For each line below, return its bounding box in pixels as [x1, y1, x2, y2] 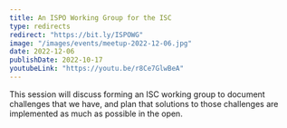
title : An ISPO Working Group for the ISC [9, 13, 172, 23]
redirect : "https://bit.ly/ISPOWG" [9, 30, 144, 39]
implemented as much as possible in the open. [9, 108, 183, 119]
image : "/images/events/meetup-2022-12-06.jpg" [9, 38, 193, 48]
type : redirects [9, 22, 71, 31]
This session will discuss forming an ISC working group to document [9, 88, 265, 100]
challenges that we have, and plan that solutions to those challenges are [9, 98, 279, 109]
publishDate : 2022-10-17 [9, 55, 103, 64]
